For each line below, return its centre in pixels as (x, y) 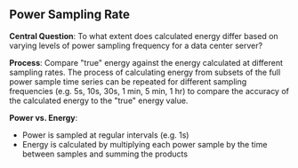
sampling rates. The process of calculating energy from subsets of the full (145, 72)
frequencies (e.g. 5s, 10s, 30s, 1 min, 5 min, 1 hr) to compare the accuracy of (149, 91)
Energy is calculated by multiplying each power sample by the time (145, 144)
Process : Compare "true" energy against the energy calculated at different (146, 62)
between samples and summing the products (105, 154)
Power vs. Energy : (44, 117)
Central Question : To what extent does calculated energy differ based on (144, 36)
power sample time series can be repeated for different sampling (128, 81)
